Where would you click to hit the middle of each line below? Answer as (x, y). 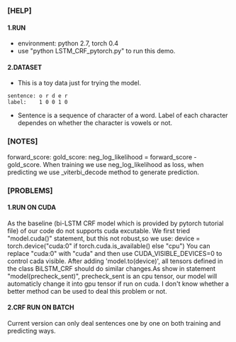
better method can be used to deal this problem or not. (88, 291)
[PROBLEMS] (30, 191)
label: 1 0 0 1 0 (38, 102)
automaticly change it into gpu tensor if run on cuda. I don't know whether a (118, 284)
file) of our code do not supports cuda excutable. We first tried (99, 230)
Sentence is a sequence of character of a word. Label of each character (123, 115)
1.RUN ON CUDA (32, 208)
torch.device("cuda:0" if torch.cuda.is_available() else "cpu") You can (109, 246)
